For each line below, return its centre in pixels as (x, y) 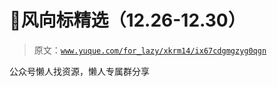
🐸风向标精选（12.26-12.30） (127, 20)
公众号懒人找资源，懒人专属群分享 (79, 71)
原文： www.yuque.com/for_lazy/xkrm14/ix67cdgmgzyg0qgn (150, 50)
